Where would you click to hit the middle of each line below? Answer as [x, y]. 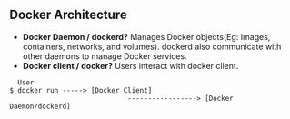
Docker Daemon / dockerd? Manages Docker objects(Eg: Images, [146, 36]
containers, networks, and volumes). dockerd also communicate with [152, 46]
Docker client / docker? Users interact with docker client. [130, 65]
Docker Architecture [68, 15]
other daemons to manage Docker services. [105, 56]
